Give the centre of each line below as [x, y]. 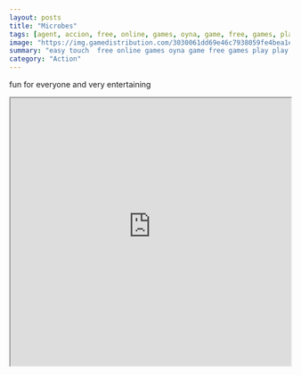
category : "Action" [45, 59]
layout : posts [36, 17]
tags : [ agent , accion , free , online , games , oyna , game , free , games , [143, 34]
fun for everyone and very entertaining [80, 84]
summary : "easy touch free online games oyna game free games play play [149, 51]
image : [21, 42]
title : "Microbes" [43, 26]
